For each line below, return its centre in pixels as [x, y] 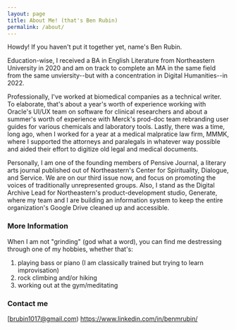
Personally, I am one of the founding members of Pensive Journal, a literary [117, 163]
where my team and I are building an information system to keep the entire [115, 200]
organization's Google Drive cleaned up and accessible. [88, 208]
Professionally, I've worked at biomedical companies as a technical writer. [114, 97]
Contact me [28, 303]
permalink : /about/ [36, 27]
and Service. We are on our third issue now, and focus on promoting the [112, 178]
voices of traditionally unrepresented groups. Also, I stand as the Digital [111, 185]
